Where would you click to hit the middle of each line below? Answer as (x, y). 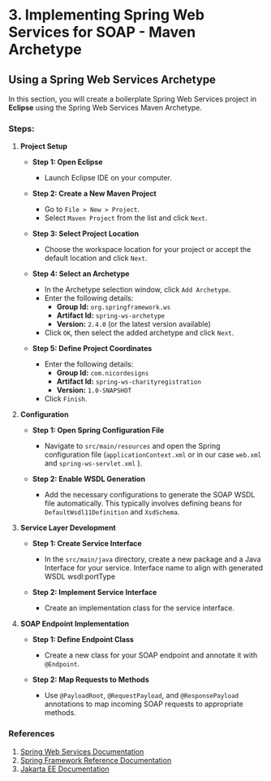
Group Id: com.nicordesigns (103, 373)
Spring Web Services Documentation (82, 751)
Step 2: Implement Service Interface (95, 592)
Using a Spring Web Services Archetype (112, 79)
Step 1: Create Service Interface (87, 544)
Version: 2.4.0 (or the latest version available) (133, 324)
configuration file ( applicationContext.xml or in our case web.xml (153, 455)
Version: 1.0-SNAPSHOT (94, 390)
